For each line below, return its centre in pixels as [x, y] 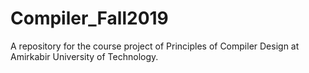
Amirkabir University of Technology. [84, 56]
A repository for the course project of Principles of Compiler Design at [155, 46]
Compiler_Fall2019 [89, 18]
